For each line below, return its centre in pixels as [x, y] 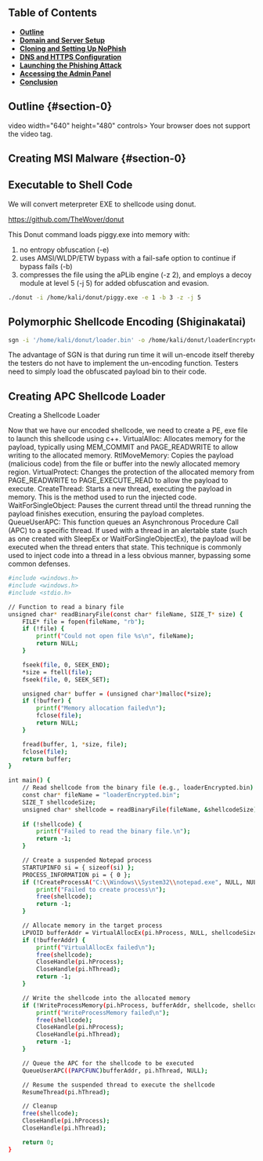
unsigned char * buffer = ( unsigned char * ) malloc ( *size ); [117, 694]
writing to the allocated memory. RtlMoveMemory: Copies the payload [121, 455]
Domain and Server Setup [62, 40]
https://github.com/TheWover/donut [66, 219]
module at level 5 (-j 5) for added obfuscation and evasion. [114, 283]
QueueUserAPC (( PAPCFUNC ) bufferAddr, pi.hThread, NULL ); [115, 1071]
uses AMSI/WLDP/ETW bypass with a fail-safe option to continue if [128, 257]
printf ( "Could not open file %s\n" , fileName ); [115, 636]
